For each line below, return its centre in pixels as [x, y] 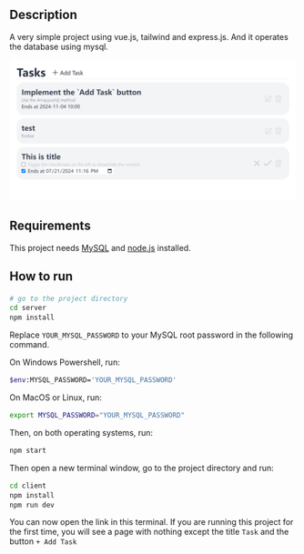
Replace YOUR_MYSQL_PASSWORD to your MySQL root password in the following [152, 335]
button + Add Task [43, 541]
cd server [28, 308]
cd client [28, 486]
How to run [41, 277]
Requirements [50, 226]
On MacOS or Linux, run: [56, 398]
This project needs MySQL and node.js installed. [100, 247]
